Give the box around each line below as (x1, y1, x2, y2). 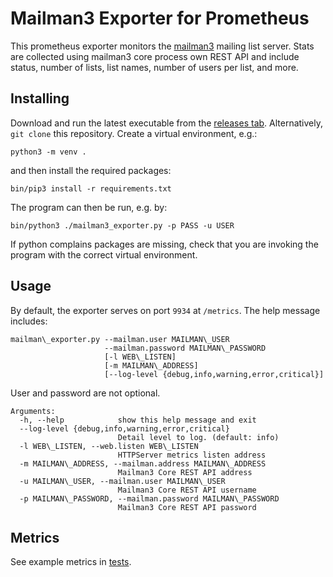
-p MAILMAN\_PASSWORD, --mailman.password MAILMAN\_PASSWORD (19, 493, 280, 504)
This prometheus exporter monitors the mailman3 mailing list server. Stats (10, 40, 315, 52)
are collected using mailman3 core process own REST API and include (10, 50, 300, 62)
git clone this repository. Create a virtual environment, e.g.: (10, 127, 258, 139)
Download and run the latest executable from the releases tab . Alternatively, (10, 117, 324, 129)
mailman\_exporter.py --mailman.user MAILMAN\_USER (10, 334, 230, 344)
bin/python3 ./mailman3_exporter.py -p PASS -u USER (10, 220, 235, 231)
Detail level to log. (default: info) (117, 432, 280, 442)
